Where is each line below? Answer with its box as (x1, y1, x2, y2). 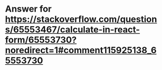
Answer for (5, 3, 52, 15)
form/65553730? (5, 35, 77, 46)
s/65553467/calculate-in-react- (5, 24, 140, 35)
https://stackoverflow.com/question (5, 14, 157, 25)
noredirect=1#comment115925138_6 (5, 45, 157, 56)
